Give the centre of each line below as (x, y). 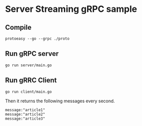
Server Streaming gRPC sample (71, 9)
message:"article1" (25, 110)
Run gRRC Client (31, 80)
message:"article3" (25, 119)
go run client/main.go (28, 92)
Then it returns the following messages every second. (60, 101)
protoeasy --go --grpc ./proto (37, 39)
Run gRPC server (32, 54)
